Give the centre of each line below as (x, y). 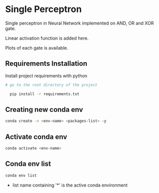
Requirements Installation (46, 64)
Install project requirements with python (46, 76)
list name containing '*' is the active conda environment (70, 185)
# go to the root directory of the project (51, 85)
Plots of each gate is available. (37, 48)
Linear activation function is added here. (47, 38)
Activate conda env (36, 137)
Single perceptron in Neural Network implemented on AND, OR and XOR (79, 23)
